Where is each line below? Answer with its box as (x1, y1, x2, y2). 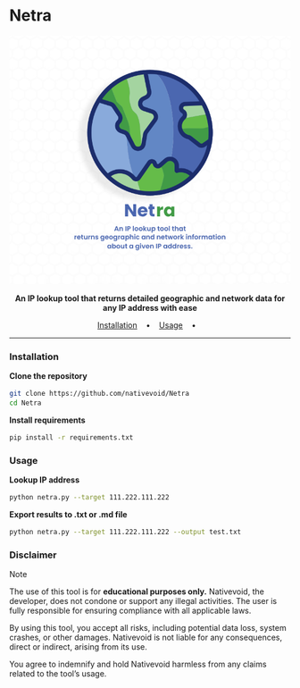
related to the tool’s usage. (9, 667, 107, 679)
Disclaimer (9, 549, 57, 561)
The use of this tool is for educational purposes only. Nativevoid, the (9, 586, 265, 597)
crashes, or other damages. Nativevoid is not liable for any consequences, (9, 632, 283, 642)
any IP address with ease (102, 302, 198, 313)
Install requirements (9, 415, 87, 425)
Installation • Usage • (96, 319, 196, 331)
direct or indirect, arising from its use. (9, 641, 147, 652)
